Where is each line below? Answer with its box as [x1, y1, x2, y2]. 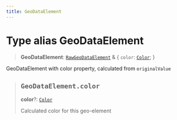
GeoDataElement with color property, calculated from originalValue [6, 65, 171, 72]
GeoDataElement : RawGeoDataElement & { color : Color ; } [20, 54, 155, 61]
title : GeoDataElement [6, 8, 62, 15]
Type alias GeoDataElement [6, 34, 144, 47]
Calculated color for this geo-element [20, 107, 112, 115]
